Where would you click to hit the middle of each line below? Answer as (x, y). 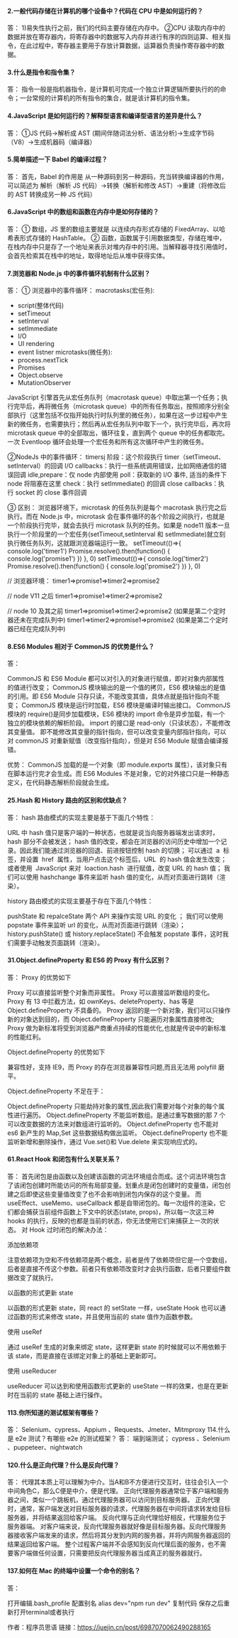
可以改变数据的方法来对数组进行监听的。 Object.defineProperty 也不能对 (113, 1124)
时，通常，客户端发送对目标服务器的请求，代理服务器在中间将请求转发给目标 (119, 1509)
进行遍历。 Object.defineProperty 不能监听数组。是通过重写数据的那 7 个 (119, 1115)
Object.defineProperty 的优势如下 (56, 1052)
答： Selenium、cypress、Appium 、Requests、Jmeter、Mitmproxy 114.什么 (119, 1430)
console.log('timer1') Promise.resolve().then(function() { (89, 551)
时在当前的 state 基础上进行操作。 (57, 1395)
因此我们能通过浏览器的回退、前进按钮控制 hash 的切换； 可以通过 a (120, 850)
